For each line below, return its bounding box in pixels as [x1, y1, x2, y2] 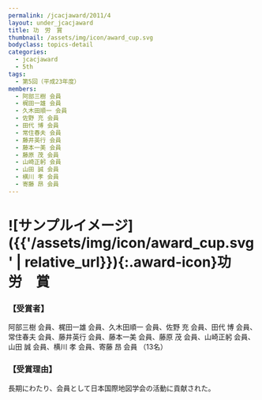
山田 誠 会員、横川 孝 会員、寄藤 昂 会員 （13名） [8, 342, 167, 352]
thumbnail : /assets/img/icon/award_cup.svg [8, 33, 154, 42]
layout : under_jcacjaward [8, 19, 93, 27]
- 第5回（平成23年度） [15, 77, 80, 85]
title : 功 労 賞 [8, 26, 63, 34]
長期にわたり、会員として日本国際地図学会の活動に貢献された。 [8, 383, 215, 393]
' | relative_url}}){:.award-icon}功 [8, 253, 231, 271]
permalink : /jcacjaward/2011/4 [8, 11, 111, 20]
